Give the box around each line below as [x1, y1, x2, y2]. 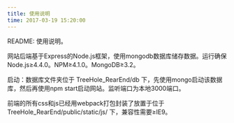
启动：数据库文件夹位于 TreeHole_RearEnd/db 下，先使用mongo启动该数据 [7, 75, 223, 84]
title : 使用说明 [7, 10, 50, 17]
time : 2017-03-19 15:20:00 [7, 17, 86, 24]
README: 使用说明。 [7, 36, 68, 45]
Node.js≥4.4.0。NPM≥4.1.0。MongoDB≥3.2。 [7, 60, 140, 68]
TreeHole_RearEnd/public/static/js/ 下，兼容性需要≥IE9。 [7, 108, 172, 116]
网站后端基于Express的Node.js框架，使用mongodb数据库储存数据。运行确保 [7, 52, 227, 60]
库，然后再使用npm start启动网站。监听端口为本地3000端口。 [7, 84, 185, 92]
